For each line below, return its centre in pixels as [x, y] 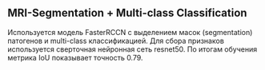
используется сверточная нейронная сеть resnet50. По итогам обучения [132, 49]
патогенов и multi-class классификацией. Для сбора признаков [116, 41]
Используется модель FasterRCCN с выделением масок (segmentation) [130, 32]
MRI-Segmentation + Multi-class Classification [127, 13]
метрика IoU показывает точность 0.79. [75, 57]
